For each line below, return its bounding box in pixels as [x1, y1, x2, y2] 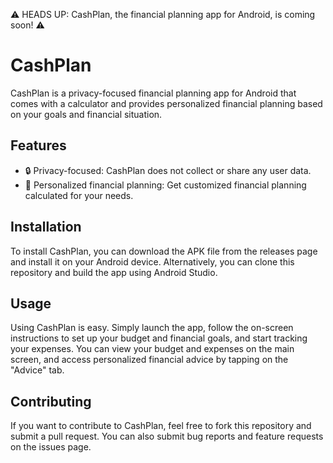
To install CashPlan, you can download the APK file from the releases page [10, 245, 318, 257]
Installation [10, 219, 82, 236]
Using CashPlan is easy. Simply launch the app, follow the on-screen [10, 322, 294, 334]
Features [10, 137, 67, 154]
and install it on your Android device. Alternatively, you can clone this [10, 255, 295, 268]
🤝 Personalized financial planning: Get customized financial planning [24, 179, 307, 191]
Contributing [10, 393, 92, 410]
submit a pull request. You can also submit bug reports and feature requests [10, 430, 324, 443]
